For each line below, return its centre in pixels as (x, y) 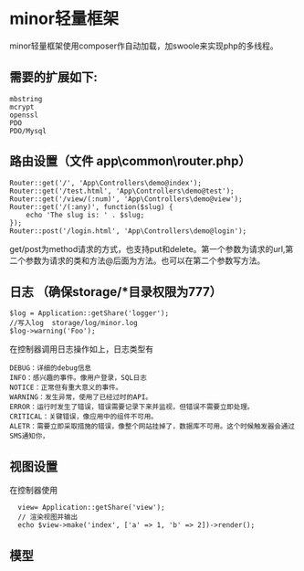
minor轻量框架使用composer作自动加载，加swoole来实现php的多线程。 (144, 46)
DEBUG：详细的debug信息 (50, 368)
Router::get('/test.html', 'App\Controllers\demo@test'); (122, 191)
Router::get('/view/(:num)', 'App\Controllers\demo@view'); (126, 199)
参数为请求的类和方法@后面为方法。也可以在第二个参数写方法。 (145, 260)
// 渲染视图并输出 (48, 517)
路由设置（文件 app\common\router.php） (130, 161)
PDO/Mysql (28, 131)
